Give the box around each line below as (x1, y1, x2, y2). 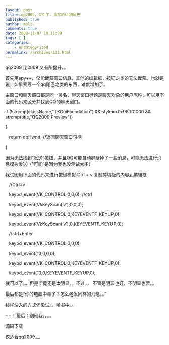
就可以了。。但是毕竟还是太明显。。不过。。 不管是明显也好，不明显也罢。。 (5, 280, 157, 286)
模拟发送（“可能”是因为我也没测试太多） (9, 161, 93, 167)
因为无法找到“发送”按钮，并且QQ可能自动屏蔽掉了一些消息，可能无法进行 (5, 155, 157, 161)
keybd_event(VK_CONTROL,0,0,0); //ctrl (9, 191, 92, 198)
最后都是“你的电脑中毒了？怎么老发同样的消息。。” (5, 291, 107, 297)
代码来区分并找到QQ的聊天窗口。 (14, 98, 83, 104)
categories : (5, 40, 30, 45)
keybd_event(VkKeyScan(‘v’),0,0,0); (9, 201, 83, 207)
